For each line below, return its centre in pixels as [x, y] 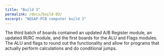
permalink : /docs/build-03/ [34, 14]
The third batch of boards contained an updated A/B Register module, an [79, 33]
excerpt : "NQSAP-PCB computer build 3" [46, 19]
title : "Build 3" [23, 10]
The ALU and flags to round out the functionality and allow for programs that [82, 43]
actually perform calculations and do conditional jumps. [61, 48]
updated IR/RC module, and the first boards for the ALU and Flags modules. [81, 38]
